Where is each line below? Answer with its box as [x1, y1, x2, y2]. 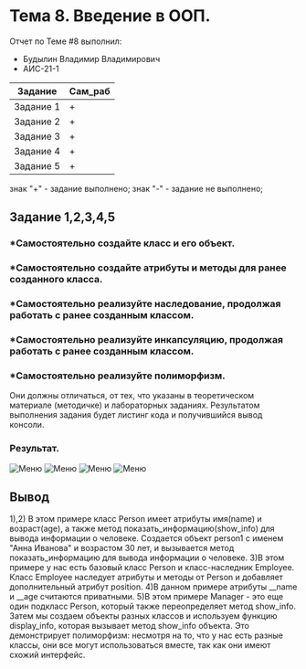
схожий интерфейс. [9, 650, 86, 661]
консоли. [9, 419, 45, 430]
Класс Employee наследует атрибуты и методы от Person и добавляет [9, 572, 283, 583]
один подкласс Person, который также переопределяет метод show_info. [9, 600, 297, 612]
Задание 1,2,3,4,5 [9, 209, 116, 225]
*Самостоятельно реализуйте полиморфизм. [9, 369, 226, 382]
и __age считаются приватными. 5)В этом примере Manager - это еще [9, 591, 284, 602]
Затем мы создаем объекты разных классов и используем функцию [9, 611, 278, 621]
